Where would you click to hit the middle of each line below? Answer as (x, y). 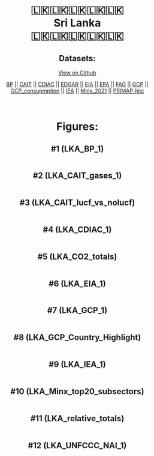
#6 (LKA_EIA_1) (77, 283)
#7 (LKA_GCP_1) (77, 310)
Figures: (77, 127)
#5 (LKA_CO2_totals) (77, 256)
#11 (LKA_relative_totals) (77, 418)
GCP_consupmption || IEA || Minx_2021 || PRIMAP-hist (77, 91)
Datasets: (77, 58)
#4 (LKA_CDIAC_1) (77, 230)
